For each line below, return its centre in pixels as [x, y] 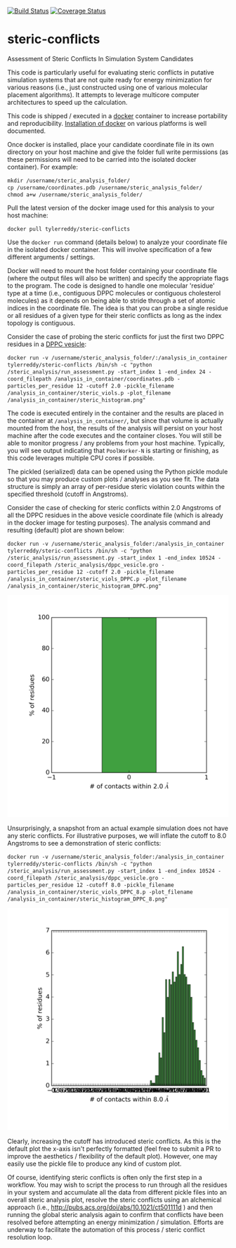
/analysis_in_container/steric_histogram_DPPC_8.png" [88, 899]
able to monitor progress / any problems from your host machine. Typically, [116, 442]
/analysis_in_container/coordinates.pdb [114, 379]
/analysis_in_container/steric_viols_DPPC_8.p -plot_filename [100, 892]
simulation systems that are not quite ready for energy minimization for [110, 79]
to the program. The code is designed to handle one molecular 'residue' [111, 286]
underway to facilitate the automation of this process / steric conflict [106, 1229]
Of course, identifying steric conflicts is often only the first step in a [105, 1177]
